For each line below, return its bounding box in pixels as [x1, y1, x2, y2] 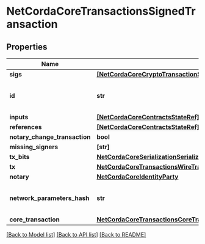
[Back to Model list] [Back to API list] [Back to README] [6, 231, 146, 238]
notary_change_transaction [9, 133, 91, 141]
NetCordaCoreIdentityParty [96, 172, 179, 181]
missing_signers [9, 142, 59, 151]
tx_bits [9, 153, 30, 161]
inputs [9, 113, 29, 121]
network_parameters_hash [9, 194, 90, 202]
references [9, 123, 42, 131]
